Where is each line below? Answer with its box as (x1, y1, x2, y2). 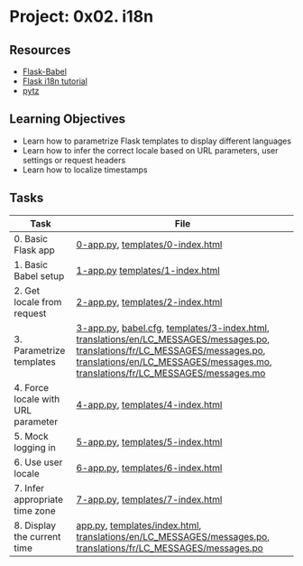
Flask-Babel (22, 66, 68, 77)
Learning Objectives (9, 111, 126, 127)
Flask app (14, 244, 56, 256)
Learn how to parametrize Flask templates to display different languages (22, 135, 291, 146)
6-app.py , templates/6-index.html (76, 461, 223, 474)
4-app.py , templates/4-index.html (76, 398, 223, 411)
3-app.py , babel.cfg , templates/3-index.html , (76, 321, 270, 334)
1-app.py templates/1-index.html (76, 264, 221, 276)
